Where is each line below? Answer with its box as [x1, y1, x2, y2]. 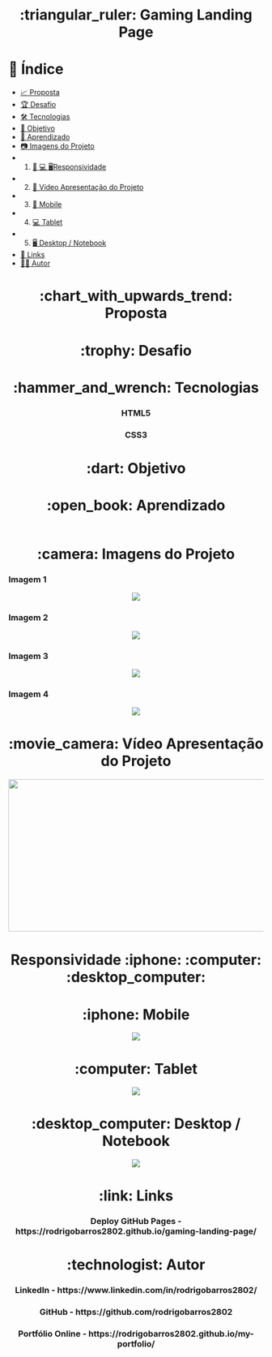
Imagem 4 [8, 688, 49, 700]
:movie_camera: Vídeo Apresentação [8, 735, 264, 753]
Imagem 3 [8, 650, 49, 661]
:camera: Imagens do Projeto [36, 545, 236, 563]
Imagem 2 [8, 612, 49, 623]
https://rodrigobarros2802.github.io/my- [87, 1329, 254, 1340]
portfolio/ [117, 1338, 155, 1350]
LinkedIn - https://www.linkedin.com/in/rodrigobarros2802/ [15, 1285, 257, 1296]
